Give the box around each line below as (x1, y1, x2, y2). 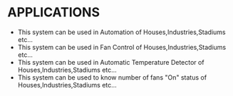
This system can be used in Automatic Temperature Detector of (17, 58, 204, 66)
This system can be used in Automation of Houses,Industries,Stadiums (17, 28, 226, 36)
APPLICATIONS (7, 4, 100, 21)
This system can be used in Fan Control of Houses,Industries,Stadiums (17, 43, 227, 51)
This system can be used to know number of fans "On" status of (17, 73, 207, 82)
